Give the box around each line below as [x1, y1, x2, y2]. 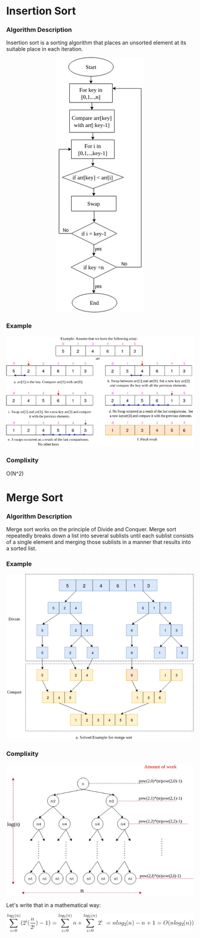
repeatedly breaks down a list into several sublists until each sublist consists [6, 532, 194, 540]
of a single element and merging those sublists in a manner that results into [6, 538, 191, 546]
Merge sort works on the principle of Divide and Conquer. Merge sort [6, 526, 177, 533]
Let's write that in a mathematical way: [6, 901, 101, 909]
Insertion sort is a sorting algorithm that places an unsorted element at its [6, 39, 187, 46]
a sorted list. [6, 545, 37, 552]
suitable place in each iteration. [6, 46, 84, 53]
